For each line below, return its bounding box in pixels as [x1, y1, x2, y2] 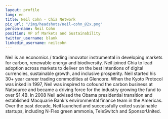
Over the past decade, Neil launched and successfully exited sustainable [5, 102, 157, 109]
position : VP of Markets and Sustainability [5, 31, 101, 36]
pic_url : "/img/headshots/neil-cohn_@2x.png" [5, 21, 103, 27]
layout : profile [5, 7, 39, 13]
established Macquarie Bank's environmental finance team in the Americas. [5, 97, 163, 103]
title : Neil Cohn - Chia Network [5, 17, 76, 22]
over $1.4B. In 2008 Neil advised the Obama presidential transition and [5, 92, 153, 98]
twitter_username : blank [5, 36, 58, 41]
